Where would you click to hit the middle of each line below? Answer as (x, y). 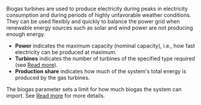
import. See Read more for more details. (55, 96)
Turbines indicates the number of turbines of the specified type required (105, 58)
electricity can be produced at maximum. (66, 52)
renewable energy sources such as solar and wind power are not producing (100, 28)
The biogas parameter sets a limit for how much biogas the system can (94, 89)
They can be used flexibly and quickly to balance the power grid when (93, 21)
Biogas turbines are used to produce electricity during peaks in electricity (97, 9)
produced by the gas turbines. (52, 78)
